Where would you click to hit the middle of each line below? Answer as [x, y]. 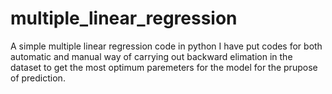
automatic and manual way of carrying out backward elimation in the [151, 56]
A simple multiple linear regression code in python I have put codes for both [166, 46]
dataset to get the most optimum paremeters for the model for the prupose [164, 67]
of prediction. [38, 78]
